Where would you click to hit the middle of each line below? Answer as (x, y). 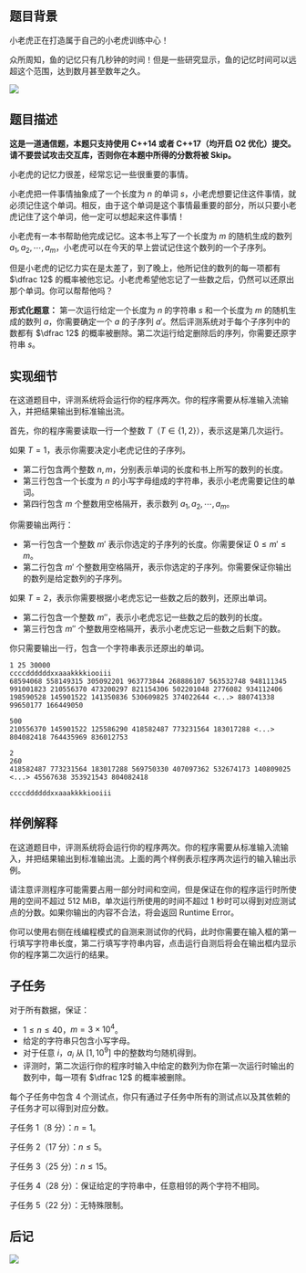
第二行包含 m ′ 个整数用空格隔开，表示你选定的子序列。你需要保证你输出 (157, 567)
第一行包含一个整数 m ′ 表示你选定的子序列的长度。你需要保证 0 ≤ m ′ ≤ (154, 544)
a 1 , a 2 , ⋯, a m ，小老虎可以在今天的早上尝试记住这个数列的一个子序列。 (140, 248)
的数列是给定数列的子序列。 (75, 579)
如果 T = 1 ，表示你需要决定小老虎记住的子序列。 (100, 450)
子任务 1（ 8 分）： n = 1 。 (55, 1127)
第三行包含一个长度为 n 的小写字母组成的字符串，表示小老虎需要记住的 (155, 481)
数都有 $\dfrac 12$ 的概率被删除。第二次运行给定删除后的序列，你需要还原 (149, 333)
